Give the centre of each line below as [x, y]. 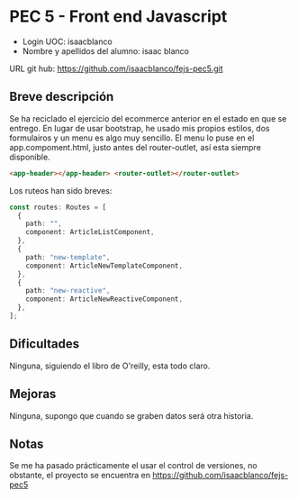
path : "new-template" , [68, 257]
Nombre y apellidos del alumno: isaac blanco [105, 50]
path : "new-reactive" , [68, 291]
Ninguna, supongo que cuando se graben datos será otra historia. [131, 415]
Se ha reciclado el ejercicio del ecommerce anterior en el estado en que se [148, 118]
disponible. [30, 157]
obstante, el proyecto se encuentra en [80, 476]
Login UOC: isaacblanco [67, 41]
